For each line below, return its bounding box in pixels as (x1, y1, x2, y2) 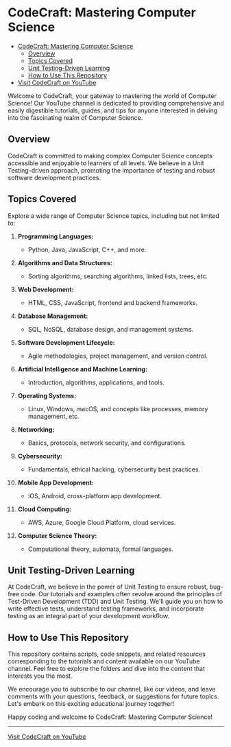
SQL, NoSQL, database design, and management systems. (27, 325, 194, 333)
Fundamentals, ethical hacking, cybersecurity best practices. (27, 465, 201, 474)
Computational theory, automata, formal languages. (27, 545, 173, 553)
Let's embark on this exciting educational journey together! (8, 700, 175, 708)
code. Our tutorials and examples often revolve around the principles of (21, 590, 222, 598)
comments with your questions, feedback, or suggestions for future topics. (8, 692, 219, 700)
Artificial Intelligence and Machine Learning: (17, 365, 148, 373)
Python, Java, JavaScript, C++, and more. (27, 245, 147, 254)
